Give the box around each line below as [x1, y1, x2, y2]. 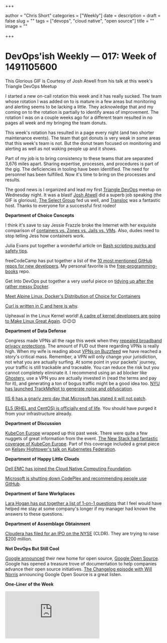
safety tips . [5, 248, 29, 254]
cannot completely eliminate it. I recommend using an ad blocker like [5, 370, 147, 376]
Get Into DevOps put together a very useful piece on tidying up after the [5, 278, 154, 284]
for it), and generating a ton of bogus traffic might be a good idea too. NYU [5, 380, 160, 386]
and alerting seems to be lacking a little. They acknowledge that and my [5, 104, 154, 110]
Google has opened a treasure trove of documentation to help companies [5, 560, 157, 566]
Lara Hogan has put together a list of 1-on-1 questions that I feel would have [5, 500, 162, 506]
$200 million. [5, 536, 33, 542]
